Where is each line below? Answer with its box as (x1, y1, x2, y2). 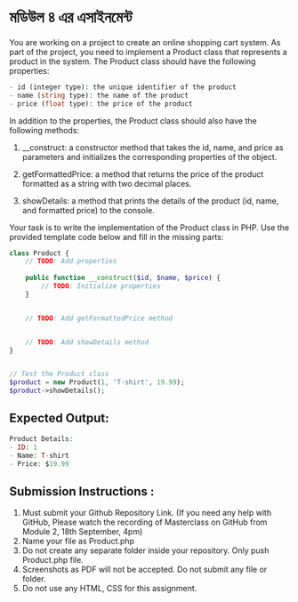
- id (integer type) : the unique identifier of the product (9, 83, 238, 92)
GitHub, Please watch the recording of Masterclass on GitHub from (21, 517, 268, 527)
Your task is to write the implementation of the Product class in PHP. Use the (9, 221, 290, 233)
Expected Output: (9, 411, 109, 426)
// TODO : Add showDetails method (25, 337, 149, 347)
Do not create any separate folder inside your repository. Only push (21, 545, 270, 556)
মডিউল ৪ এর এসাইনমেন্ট (9, 7, 133, 28)
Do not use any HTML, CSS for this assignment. (21, 583, 197, 594)
